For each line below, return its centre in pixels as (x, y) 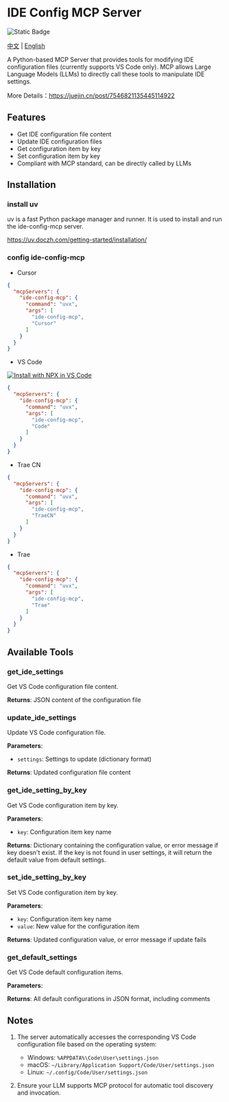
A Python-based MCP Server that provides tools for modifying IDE (100, 59)
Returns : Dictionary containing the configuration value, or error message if (113, 845)
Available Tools (40, 652)
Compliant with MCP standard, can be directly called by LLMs (104, 163)
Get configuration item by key (59, 148)
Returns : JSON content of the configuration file (74, 700)
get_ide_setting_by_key (47, 790)
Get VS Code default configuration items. (65, 972)
